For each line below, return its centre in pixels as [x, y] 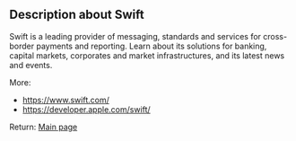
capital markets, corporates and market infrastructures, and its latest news [147, 55]
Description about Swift [77, 15]
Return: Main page [44, 127]
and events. [31, 65]
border [22, 46]
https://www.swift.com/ [65, 100]
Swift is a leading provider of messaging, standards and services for [135, 36]
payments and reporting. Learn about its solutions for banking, [151, 46]
